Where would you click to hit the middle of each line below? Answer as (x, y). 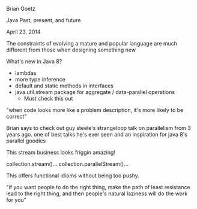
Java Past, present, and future (44, 20)
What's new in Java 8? (34, 61)
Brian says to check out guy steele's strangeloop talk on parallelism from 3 (98, 128)
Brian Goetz (21, 9)
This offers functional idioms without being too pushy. (73, 175)
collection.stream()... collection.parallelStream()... (68, 164)
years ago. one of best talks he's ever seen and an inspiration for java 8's (97, 134)
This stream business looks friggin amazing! (61, 152)
